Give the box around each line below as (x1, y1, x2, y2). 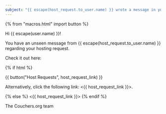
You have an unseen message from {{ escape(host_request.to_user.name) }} (5, 40, 161, 46)
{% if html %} (5, 64, 33, 70)
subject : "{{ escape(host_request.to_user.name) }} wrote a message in (5, 7, 156, 12)
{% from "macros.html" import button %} (5, 21, 89, 27)
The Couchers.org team (5, 103, 54, 109)
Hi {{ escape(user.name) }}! (5, 30, 61, 36)
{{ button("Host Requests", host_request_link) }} (5, 74, 103, 80)
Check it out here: (5, 55, 42, 61)
